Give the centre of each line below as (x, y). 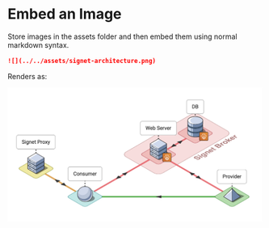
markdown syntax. (38, 44)
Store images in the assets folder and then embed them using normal (122, 36)
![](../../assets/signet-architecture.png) (82, 61)
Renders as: (27, 76)
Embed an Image (65, 14)
